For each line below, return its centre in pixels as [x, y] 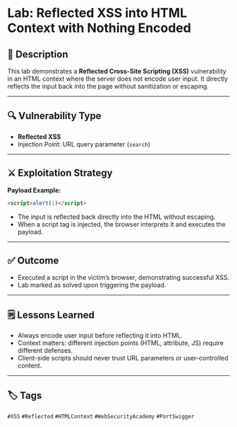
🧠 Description [38, 54]
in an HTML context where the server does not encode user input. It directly [117, 79]
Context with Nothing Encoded [99, 28]
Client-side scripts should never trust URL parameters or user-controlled [123, 358]
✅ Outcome [33, 260]
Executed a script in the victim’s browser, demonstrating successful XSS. [123, 278]
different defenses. [45, 351]
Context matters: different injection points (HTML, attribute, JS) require [121, 343]
